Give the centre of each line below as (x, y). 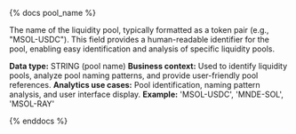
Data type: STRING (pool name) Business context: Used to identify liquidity (148, 66)
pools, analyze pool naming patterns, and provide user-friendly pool (134, 75)
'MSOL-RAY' (32, 104)
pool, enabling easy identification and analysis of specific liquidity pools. (142, 49)
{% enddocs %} (39, 121)
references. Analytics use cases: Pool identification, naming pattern (135, 85)
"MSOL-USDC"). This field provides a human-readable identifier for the (139, 39)
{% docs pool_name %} (52, 13)
